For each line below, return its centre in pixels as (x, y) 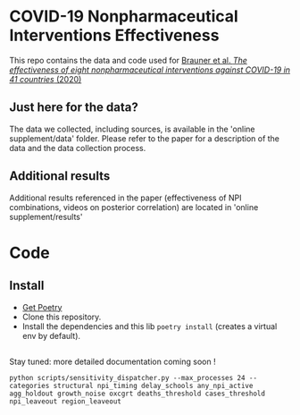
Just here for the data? (74, 108)
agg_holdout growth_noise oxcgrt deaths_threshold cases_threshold (137, 394)
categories (29, 385)
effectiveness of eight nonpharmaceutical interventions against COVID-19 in (150, 70)
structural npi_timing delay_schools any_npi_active (153, 385)
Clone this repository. (62, 317)
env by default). (51, 335)
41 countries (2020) (46, 79)
